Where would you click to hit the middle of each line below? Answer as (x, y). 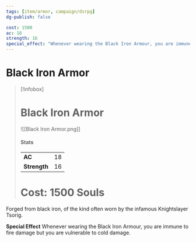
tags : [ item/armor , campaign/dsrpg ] (50, 11)
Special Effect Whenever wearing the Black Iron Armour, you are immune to (97, 227)
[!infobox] (32, 89)
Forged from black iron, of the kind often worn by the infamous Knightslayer (97, 209)
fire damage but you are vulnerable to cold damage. (69, 233)
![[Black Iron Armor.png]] (50, 129)
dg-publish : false (28, 17)
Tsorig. (15, 215)
